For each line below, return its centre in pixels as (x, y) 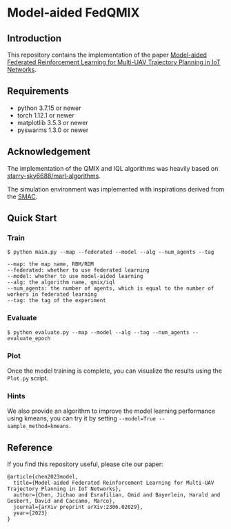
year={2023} (31, 513)
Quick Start (32, 218)
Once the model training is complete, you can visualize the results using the (115, 371)
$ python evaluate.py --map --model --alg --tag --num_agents (98, 332)
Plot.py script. (28, 378)
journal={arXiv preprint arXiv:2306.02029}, (78, 507)
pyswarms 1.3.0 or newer (53, 130)
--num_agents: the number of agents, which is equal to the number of (111, 288)
